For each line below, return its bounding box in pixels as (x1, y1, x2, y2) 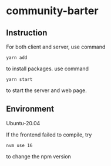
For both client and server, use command (6, 43, 106, 50)
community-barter (6, 4, 99, 18)
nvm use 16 (6, 142, 33, 148)
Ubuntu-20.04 (6, 119, 41, 126)
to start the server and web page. (6, 87, 87, 94)
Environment (6, 104, 55, 114)
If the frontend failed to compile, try (6, 131, 92, 138)
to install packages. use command (6, 65, 89, 72)
